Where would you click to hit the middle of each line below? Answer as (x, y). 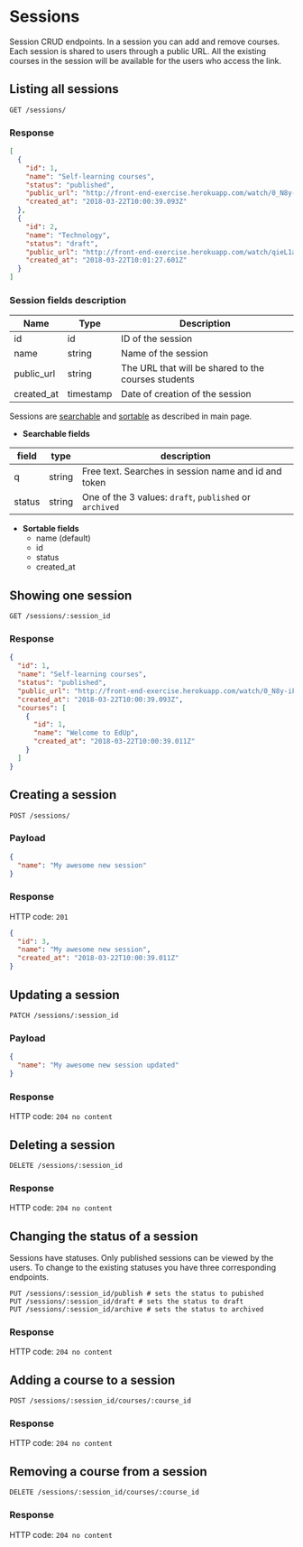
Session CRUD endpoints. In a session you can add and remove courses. (145, 42)
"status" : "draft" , (62, 244)
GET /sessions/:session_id (60, 616)
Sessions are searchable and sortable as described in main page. (131, 416)
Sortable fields (50, 529)
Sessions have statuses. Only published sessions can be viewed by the (142, 1258)
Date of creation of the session (186, 394)
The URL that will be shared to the (193, 368)
